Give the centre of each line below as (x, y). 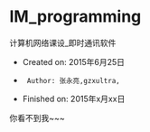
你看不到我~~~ (37, 118)
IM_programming (75, 17)
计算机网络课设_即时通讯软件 (63, 42)
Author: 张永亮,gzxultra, (73, 80)
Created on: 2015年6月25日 (73, 61)
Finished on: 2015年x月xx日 (74, 99)
